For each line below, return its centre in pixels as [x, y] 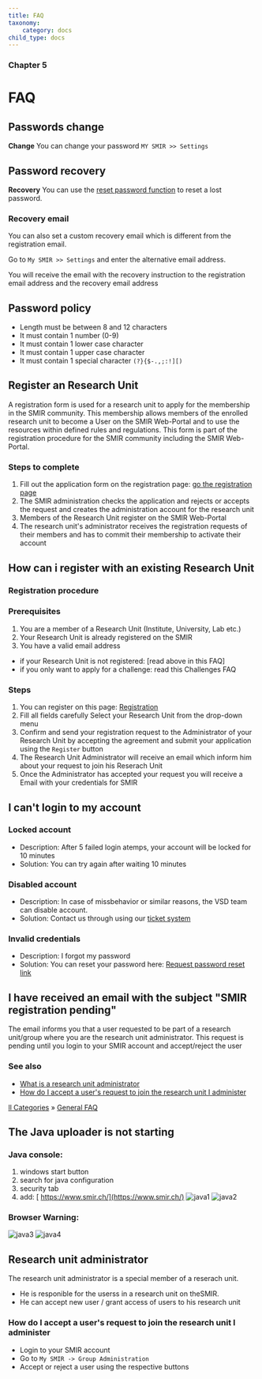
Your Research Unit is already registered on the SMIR [106, 637]
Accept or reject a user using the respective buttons [104, 1366]
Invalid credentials [45, 939]
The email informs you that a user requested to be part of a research [120, 1029]
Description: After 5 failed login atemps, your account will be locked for [135, 847]
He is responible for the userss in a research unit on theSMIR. [119, 1294]
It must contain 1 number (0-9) [69, 336]
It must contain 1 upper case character [82, 352]
